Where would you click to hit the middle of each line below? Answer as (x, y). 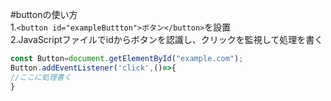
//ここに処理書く (41, 77)
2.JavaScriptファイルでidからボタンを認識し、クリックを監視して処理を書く (167, 39)
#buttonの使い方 (44, 14)
